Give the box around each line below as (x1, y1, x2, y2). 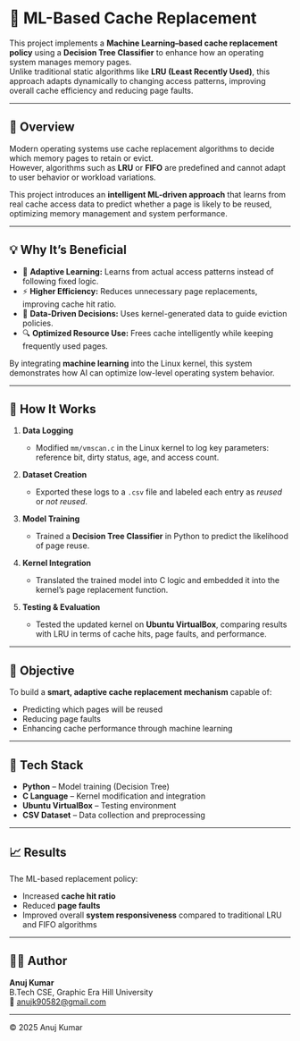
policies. (21, 317, 54, 328)
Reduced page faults (21, 900, 101, 910)
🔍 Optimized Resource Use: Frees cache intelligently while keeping (21, 327, 274, 338)
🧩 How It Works (9, 402, 96, 417)
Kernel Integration (21, 558, 92, 569)
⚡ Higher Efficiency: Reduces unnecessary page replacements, (21, 285, 258, 296)
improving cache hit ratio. (21, 299, 117, 309)
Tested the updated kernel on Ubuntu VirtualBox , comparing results (35, 619, 287, 630)
